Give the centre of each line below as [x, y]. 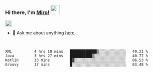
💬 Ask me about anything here [43, 33]
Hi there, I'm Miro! [27, 12]
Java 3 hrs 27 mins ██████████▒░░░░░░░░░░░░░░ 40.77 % [77, 56]
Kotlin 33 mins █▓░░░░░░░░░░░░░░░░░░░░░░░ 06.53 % [77, 60]
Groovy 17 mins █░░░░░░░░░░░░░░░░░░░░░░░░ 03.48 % [77, 65]
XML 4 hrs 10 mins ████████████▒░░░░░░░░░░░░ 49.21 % [77, 52]
